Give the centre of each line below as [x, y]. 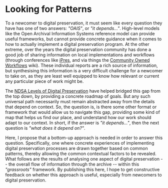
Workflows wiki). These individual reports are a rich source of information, [82, 65]
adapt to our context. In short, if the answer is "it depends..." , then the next [82, 123]
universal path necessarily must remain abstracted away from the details [80, 101]
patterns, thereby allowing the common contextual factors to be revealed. [81, 154]
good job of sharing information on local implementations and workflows [80, 55]
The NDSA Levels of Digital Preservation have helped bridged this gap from [83, 91]
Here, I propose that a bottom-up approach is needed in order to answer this [84, 138]
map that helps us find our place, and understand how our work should [78, 117]
